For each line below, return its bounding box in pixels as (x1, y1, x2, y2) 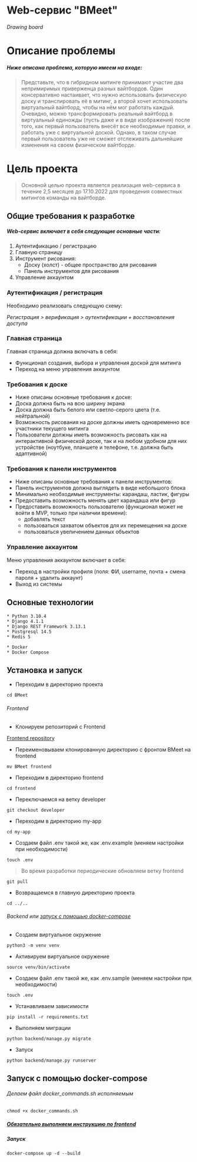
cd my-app (6, 829, 31, 835)
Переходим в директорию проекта (15, 681, 103, 688)
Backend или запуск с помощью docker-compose (6, 912, 131, 920)
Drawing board (6, 23, 44, 30)
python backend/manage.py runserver (6, 1057, 96, 1063)
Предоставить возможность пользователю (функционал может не (15, 503, 183, 510)
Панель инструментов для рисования (24, 268, 119, 275)
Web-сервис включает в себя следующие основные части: (6, 228, 161, 235)
